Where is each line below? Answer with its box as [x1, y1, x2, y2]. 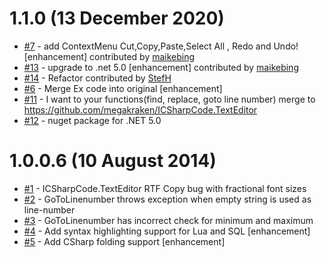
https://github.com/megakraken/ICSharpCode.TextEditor [23, 103, 258, 116]
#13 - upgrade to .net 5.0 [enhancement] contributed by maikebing [23, 61, 299, 73]
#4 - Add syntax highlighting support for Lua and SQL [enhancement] [23, 225, 311, 237]
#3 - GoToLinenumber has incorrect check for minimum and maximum [23, 214, 314, 226]
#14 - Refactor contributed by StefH [23, 72, 172, 84]
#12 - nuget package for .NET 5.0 [23, 114, 162, 126]
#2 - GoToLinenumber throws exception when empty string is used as [23, 193, 312, 205]
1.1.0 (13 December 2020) [9, 7, 225, 30]
